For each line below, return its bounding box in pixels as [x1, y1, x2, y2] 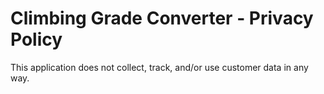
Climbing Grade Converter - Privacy [10, 7, 314, 30]
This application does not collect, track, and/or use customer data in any [10, 61, 309, 73]
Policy [10, 28, 63, 51]
